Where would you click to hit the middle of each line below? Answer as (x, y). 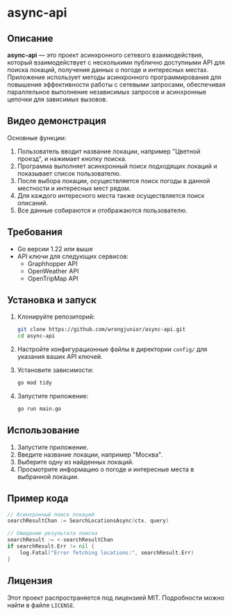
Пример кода (38, 499)
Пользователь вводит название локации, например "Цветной (109, 151)
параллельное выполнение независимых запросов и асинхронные (107, 92)
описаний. (33, 203)
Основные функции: (37, 137)
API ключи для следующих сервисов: (73, 256)
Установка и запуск (52, 300)
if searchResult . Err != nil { (51, 546)
